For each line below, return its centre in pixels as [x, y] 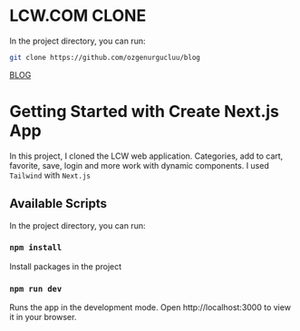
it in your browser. [43, 317]
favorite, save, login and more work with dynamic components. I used [139, 165]
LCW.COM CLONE [78, 16]
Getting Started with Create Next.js [144, 112]
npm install [36, 248]
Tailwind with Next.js [50, 175]
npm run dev [36, 288]
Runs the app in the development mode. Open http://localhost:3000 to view [150, 307]
